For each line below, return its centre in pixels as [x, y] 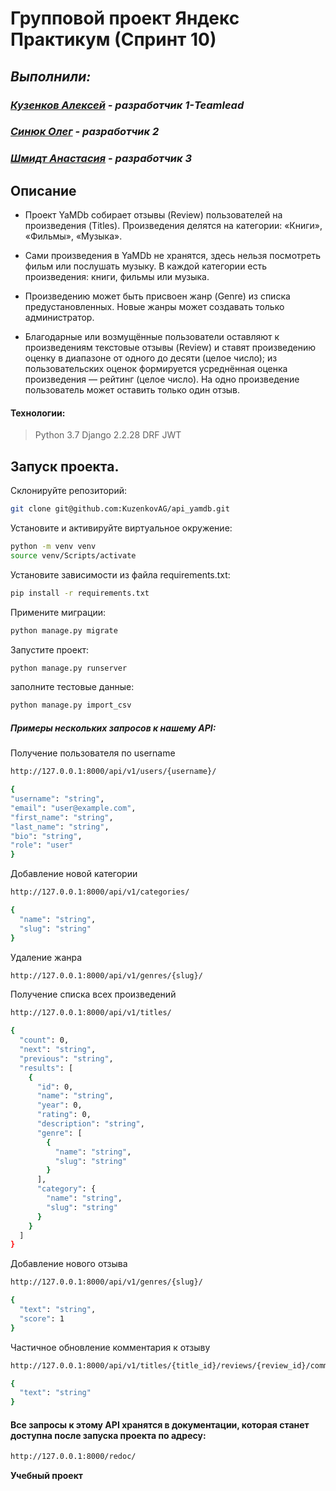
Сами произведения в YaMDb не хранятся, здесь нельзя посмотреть [173, 256]
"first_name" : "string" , [62, 817]
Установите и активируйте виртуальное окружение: [121, 528]
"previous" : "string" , [66, 1058]
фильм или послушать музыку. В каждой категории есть [146, 266]
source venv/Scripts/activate [73, 555]
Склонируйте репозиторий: [69, 491]
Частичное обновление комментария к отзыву [110, 1347]
